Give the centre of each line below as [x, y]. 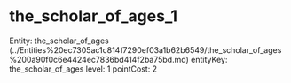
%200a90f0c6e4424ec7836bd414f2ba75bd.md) [99, 59]
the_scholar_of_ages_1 [94, 16]
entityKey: [209, 59]
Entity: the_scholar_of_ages [59, 41]
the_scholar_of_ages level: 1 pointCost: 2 [83, 69]
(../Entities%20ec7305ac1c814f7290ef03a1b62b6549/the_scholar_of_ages [145, 49]
